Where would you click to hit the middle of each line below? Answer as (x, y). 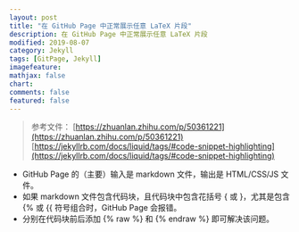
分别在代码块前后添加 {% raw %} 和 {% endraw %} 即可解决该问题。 (148, 219)
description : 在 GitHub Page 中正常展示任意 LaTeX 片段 (108, 34)
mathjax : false (37, 76)
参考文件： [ (53, 127)
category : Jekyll (42, 51)
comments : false (39, 92)
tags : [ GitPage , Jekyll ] (55, 59)
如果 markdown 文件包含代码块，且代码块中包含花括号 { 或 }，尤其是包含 (156, 196)
